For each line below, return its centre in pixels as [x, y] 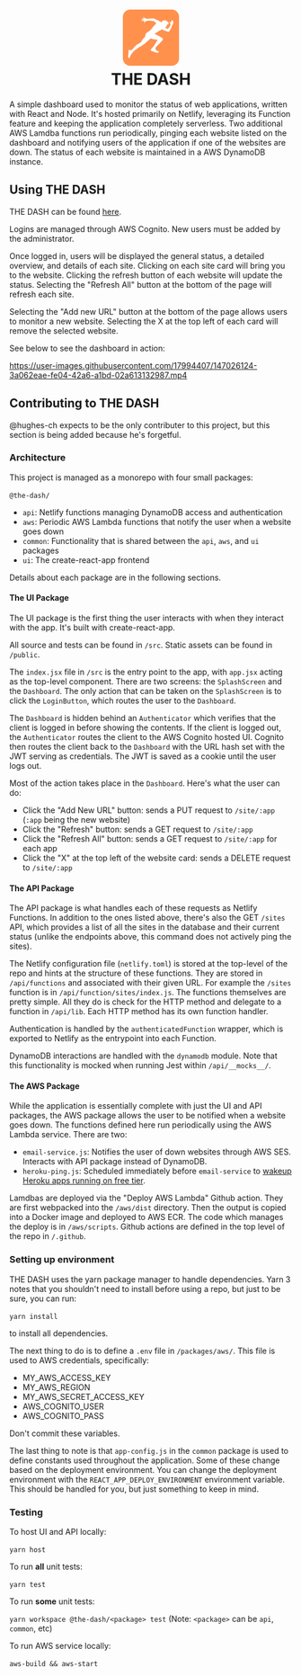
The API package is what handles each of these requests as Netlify [133, 908]
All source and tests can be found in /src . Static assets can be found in [141, 645]
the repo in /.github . [48, 1236]
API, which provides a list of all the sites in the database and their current [145, 927]
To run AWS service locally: [60, 1646]
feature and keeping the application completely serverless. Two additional [146, 123]
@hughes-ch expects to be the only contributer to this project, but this [140, 425]
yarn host [28, 1550]
